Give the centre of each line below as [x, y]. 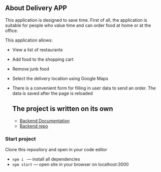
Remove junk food [31, 69]
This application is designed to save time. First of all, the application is [76, 20]
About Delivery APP [36, 8]
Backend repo [34, 126]
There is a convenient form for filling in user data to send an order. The [84, 88]
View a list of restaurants [37, 49]
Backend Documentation [45, 121]
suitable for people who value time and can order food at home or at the [78, 25]
